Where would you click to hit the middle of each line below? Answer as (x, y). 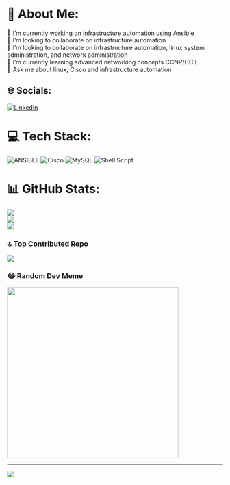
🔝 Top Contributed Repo (48, 244)
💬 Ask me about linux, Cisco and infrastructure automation (89, 69)
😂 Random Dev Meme (45, 275)
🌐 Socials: (29, 91)
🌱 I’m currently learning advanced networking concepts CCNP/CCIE (103, 62)
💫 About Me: (43, 14)
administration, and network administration (67, 55)
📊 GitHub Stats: (54, 189)
